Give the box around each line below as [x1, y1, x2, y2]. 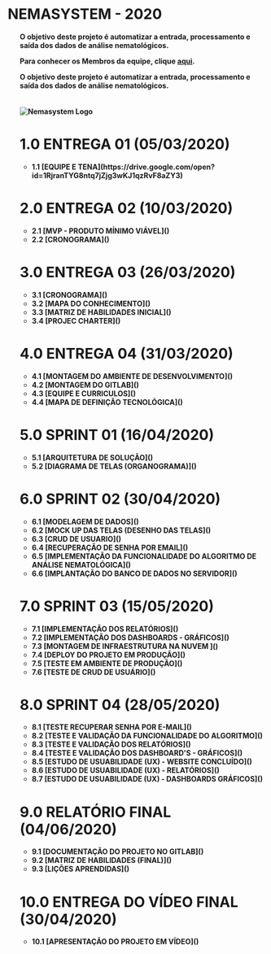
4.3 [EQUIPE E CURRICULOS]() [31, 388, 136, 399]
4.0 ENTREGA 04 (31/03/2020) [19, 344, 234, 363]
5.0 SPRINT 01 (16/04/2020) [19, 425, 215, 444]
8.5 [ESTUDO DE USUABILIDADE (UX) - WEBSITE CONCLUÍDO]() [31, 757, 253, 767]
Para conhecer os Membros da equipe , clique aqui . [19, 56, 195, 66]
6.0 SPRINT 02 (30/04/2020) [19, 490, 221, 508]
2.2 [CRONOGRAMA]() [31, 234, 110, 244]
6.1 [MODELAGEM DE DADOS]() [31, 516, 139, 526]
